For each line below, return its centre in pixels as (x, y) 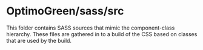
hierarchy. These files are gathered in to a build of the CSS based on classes (102, 34)
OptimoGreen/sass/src (65, 11)
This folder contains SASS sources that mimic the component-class (91, 28)
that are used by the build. (39, 40)
